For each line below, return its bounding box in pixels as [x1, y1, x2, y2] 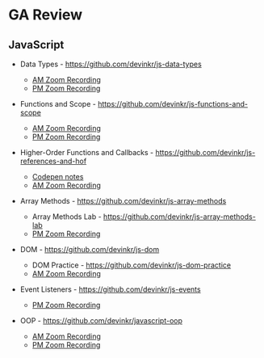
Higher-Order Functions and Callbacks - [19, 148, 154, 157]
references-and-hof [19, 156, 87, 166]
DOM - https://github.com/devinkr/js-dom [19, 245, 160, 254]
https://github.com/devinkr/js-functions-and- [98, 99, 249, 108]
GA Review [8, 6, 83, 24]
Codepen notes [31, 172, 84, 181]
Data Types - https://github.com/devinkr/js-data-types [19, 59, 202, 69]
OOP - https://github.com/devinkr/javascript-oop [19, 316, 183, 325]
